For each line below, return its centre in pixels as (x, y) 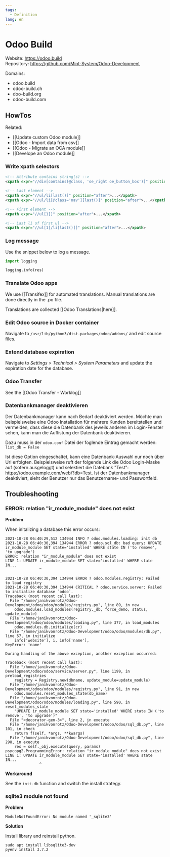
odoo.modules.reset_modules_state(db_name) (61, 693)
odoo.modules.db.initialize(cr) (48, 627)
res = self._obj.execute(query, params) (57, 746)
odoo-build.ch (27, 88)
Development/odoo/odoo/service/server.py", (52, 671)
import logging (21, 261)
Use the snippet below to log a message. (48, 252)
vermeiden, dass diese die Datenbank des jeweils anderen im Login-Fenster (84, 427)
